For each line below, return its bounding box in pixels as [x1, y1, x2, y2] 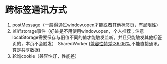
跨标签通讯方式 [5, 4, 67, 16]
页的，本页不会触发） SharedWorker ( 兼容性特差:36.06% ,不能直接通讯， [12, 40, 162, 46]
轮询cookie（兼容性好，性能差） [12, 53, 79, 59]
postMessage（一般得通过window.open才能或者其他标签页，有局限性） [12, 22, 161, 28]
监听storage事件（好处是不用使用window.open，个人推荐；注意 [12, 28, 144, 34]
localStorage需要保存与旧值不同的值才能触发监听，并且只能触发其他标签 [12, 34, 162, 40]
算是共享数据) [12, 47, 41, 53]
